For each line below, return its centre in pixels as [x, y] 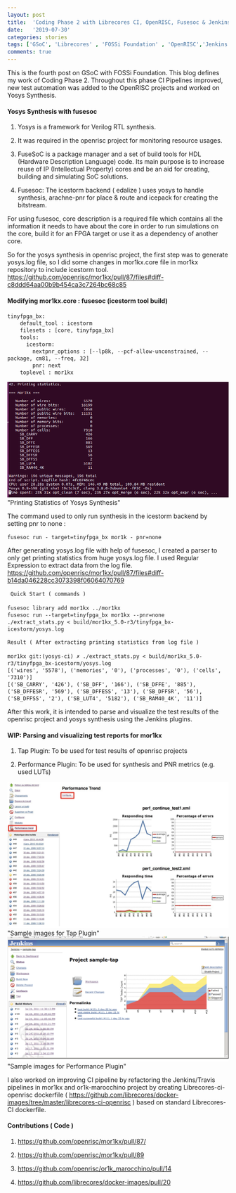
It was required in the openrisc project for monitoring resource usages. [120, 141]
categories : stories [38, 37]
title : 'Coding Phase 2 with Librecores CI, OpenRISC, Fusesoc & [106, 22]
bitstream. [32, 205]
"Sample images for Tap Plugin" [53, 933]
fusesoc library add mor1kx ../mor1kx [64, 608]
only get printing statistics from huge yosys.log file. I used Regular [103, 557]
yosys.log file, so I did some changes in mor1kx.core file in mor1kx [103, 262]
